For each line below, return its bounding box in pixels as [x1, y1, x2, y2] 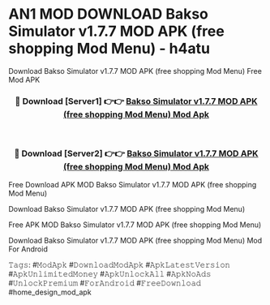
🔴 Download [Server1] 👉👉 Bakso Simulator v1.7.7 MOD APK [15, 95, 258, 106]
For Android [8, 244, 49, 254]
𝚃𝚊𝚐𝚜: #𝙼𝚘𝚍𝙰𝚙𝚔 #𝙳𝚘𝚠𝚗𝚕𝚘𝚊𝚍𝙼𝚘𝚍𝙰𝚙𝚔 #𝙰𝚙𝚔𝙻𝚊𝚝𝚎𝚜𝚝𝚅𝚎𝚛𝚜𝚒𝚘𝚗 [8, 260, 231, 269]
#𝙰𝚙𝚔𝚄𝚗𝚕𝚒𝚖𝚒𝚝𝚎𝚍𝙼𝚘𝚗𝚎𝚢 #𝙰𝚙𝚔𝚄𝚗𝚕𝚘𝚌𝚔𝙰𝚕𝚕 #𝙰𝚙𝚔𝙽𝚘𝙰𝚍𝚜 [8, 268, 212, 278]
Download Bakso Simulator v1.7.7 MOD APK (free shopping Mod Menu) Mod [8, 235, 263, 245]
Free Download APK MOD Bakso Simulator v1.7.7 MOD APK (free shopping [8, 179, 257, 189]
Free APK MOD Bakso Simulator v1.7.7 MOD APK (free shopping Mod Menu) [8, 220, 262, 230]
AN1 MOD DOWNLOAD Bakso [8, 5, 209, 24]
